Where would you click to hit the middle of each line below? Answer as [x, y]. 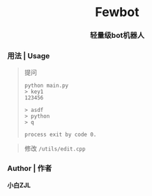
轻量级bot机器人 [117, 36]
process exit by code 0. [60, 135]
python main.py [46, 86]
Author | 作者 [30, 169]
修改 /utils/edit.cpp [55, 148]
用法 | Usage [29, 56]
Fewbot [117, 12]
